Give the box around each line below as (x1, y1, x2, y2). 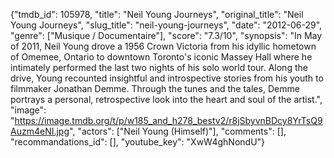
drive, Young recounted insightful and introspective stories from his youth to (10, 72, 324, 84)
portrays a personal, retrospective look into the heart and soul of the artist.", (10, 94, 323, 105)
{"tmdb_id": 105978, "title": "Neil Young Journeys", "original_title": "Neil (10, 9, 304, 20)
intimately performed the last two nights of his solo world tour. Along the (10, 62, 308, 73)
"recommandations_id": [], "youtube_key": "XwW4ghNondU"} (10, 136, 266, 148)
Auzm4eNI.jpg (10, 125, 70, 137)
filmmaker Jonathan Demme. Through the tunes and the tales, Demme (10, 83, 300, 94)
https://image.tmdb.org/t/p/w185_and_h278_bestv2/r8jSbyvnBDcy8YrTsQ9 (14, 115, 323, 126)
